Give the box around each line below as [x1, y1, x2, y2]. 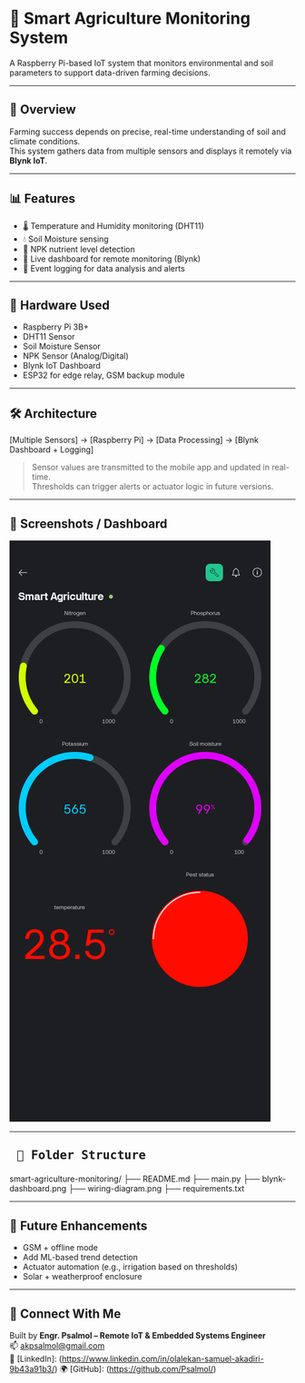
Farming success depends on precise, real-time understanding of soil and [9, 126, 286, 137]
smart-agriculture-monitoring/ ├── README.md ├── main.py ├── [9, 1173, 261, 1184]
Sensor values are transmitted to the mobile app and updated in [31, 462, 271, 473]
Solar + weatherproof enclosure [22, 1271, 143, 1282]
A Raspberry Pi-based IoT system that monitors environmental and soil [9, 57, 274, 68]
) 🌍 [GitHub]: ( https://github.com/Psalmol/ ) [54, 1364, 217, 1375]
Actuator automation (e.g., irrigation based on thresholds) [22, 1261, 239, 1272]
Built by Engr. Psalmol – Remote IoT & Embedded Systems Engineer [9, 1330, 266, 1341]
